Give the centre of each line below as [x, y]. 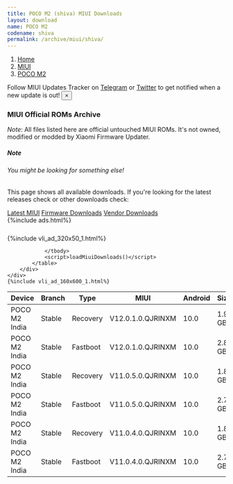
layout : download [32, 20]
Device [23, 298]
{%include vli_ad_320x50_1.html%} [57, 238]
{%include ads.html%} [39, 220]
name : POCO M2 [28, 26]
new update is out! [34, 95]
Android [197, 298]
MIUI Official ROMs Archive [54, 115]
